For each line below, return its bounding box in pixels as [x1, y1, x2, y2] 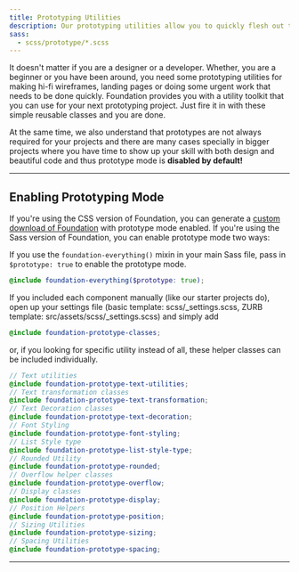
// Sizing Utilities [9, 520, 86, 529]
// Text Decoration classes [9, 404, 114, 413]
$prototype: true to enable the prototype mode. [9, 259, 187, 270]
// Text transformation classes [9, 388, 129, 396]
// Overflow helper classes [9, 470, 114, 479]
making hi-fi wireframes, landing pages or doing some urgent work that [9, 81, 271, 92]
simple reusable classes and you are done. [9, 110, 166, 120]
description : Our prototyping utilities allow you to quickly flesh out [9, 21, 285, 30]
